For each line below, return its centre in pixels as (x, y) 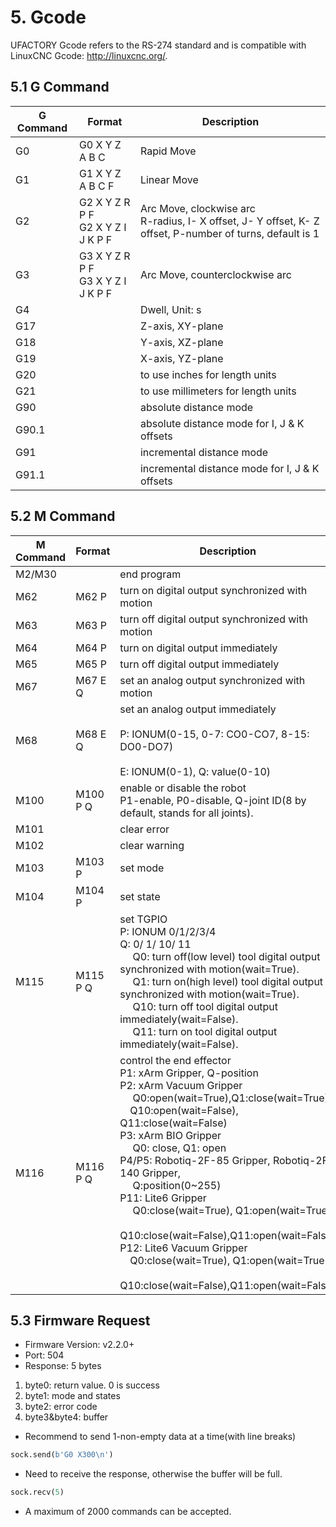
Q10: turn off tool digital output (205, 1006)
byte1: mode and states (72, 1396)
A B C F (96, 186)
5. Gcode (48, 17)
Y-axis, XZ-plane (181, 342)
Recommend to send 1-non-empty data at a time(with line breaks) (160, 1437)
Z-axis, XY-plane (181, 326)
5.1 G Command (60, 87)
